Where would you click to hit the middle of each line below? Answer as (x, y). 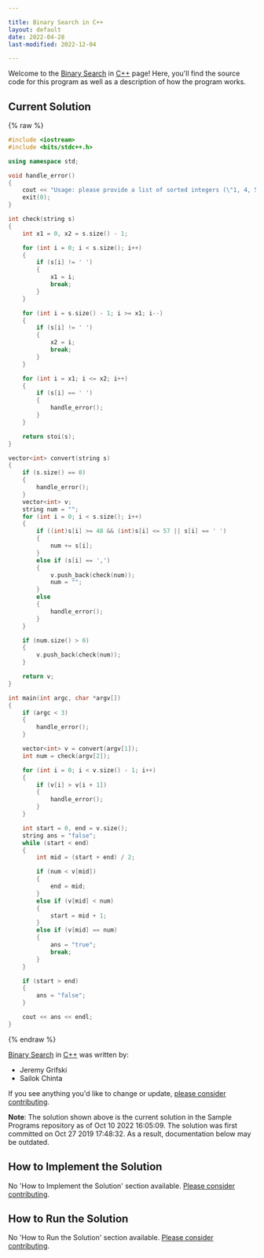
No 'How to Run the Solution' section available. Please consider (111, 1238)
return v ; (38, 677)
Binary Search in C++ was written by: (69, 1054)
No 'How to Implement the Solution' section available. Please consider (122, 1186)
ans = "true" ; (73, 945)
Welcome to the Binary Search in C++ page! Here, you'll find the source (124, 74)
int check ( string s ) (42, 219)
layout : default (35, 29)
